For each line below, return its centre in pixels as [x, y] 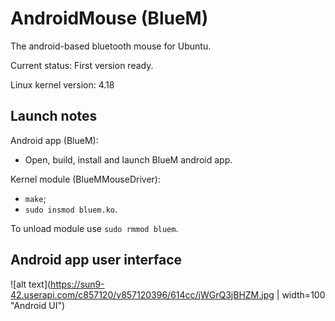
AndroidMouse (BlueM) [109, 18]
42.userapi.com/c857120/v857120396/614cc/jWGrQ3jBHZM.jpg [142, 294]
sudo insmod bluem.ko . [71, 209]
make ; [35, 198]
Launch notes [54, 116]
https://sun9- [77, 284]
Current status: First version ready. [82, 65]
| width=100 [301, 294]
